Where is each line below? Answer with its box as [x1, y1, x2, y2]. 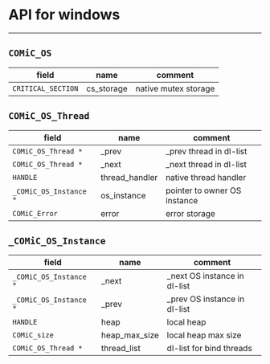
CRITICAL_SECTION [12, 84, 79, 93]
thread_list [100, 343, 141, 354]
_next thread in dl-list [166, 158, 247, 170]
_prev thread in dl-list [166, 145, 247, 157]
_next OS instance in [166, 271, 244, 282]
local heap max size [166, 329, 242, 341]
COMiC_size [12, 331, 54, 340]
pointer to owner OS [166, 185, 242, 196]
